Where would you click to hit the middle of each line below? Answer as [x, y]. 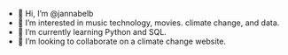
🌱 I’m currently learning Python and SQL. [92, 32]
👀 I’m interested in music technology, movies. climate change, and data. [148, 23]
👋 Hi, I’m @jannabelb [55, 14]
